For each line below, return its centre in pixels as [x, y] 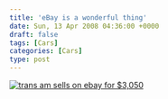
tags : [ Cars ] [34, 43]
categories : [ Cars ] [46, 51]
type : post [30, 59]
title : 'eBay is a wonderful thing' [78, 18]
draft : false [34, 34]
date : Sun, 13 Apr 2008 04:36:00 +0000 [84, 26]
